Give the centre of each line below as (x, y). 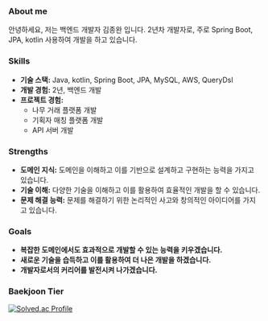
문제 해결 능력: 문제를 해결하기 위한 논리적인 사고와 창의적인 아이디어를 (130, 200)
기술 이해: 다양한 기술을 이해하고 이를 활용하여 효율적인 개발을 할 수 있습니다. (140, 190)
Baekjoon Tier (36, 291)
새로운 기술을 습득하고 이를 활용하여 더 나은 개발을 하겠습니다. (115, 260)
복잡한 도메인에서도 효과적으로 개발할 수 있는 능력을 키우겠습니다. (121, 250)
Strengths (28, 151)
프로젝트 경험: (42, 100)
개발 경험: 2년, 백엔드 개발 (61, 89)
